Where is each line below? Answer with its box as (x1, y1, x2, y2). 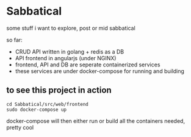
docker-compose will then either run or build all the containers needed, (6, 117, 185, 124)
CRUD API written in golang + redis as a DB (15, 47, 124, 55)
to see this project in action (6, 85, 112, 96)
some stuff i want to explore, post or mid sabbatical (6, 24, 135, 32)
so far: (6, 36, 23, 43)
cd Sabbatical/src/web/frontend (6, 101, 88, 107)
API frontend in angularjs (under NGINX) (15, 54, 117, 61)
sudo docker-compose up (6, 107, 67, 113)
